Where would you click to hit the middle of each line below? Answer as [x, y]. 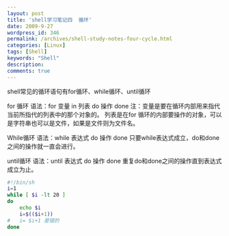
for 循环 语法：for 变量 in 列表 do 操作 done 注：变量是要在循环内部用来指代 [114, 106]
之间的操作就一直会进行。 [43, 146]
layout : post [26, 13]
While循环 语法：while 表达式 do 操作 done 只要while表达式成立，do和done [113, 137]
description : [26, 64]
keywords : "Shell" [33, 58]
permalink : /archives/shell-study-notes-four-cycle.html [90, 39]
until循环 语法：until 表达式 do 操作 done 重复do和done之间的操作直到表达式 [114, 161]
